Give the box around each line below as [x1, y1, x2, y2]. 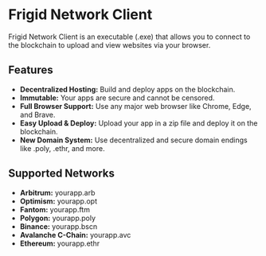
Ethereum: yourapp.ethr [19, 239, 100, 248]
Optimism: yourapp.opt [19, 196, 98, 206]
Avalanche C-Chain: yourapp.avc [19, 230, 131, 239]
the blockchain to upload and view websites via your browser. [8, 40, 211, 49]
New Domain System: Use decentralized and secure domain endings [19, 135, 248, 145]
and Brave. [19, 110, 56, 119]
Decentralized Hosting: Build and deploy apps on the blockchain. [19, 84, 236, 94]
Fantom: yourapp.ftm [19, 204, 90, 214]
